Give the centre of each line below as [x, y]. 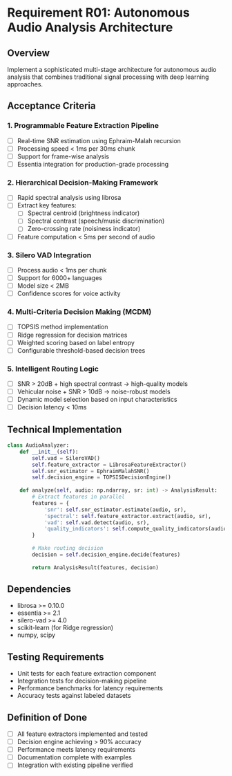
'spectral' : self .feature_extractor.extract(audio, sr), [128, 516]
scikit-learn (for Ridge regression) [65, 628]
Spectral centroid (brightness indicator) [84, 213]
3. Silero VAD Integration [49, 255]
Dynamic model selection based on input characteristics [97, 400]
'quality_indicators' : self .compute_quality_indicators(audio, [137, 529]
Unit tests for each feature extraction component [87, 674]
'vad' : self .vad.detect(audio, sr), [97, 523]
